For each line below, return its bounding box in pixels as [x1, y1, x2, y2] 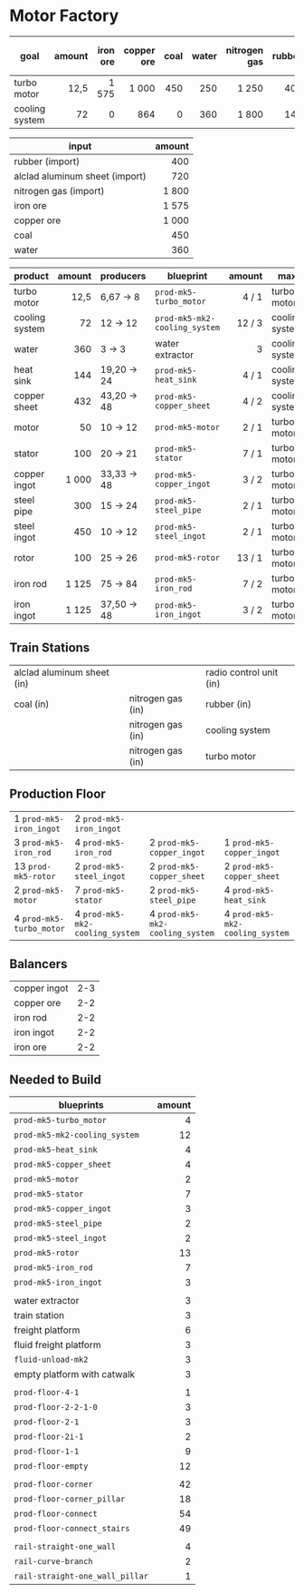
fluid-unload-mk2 [14, 1354, 89, 1365]
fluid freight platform [14, 1339, 101, 1352]
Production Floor [9, 787, 106, 802]
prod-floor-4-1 [14, 1387, 80, 1398]
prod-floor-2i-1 [14, 1432, 84, 1442]
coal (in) [14, 698, 50, 710]
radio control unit [204, 666, 279, 679]
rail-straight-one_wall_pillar [14, 1571, 149, 1581]
